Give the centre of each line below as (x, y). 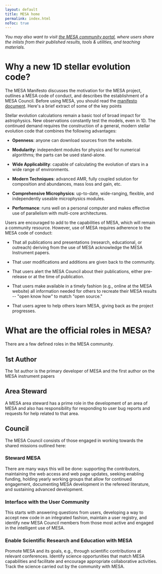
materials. (15, 47)
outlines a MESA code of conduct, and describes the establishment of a (77, 96)
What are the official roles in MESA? (78, 330)
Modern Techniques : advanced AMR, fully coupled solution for (75, 179)
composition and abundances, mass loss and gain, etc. (67, 184)
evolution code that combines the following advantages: (61, 131)
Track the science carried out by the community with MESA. (65, 567)
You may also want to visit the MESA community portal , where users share (80, 37)
